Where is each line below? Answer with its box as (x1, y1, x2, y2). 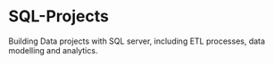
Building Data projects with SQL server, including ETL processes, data (8, 36, 265, 46)
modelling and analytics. (8, 45, 98, 55)
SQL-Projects (8, 6, 109, 27)
